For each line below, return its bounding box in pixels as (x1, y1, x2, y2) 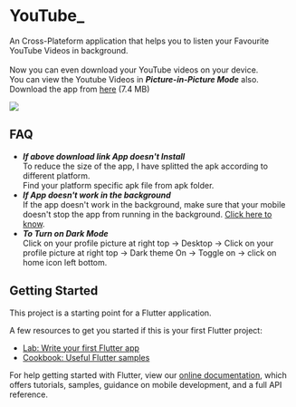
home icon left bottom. (22, 257, 108, 267)
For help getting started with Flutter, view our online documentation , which (9, 369, 288, 381)
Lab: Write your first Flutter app (22, 342, 140, 354)
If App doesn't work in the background (22, 189, 172, 200)
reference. (9, 389, 48, 400)
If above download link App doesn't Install (22, 150, 186, 161)
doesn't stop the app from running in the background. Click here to (22, 208, 272, 219)
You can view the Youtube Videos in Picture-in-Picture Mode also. (9, 73, 260, 84)
